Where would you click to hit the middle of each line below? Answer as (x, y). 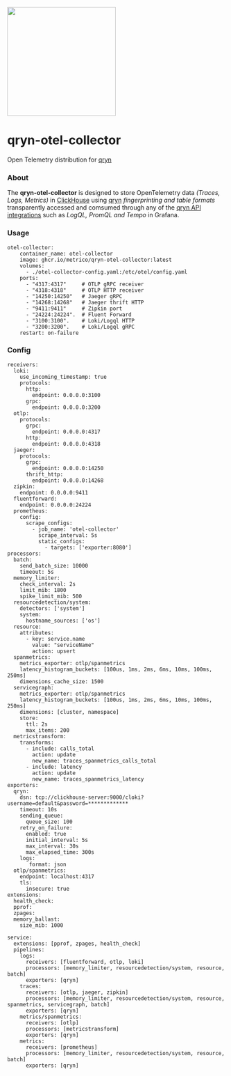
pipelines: (29, 950)
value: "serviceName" (63, 645)
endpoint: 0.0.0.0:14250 (68, 468)
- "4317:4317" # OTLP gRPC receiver (85, 284)
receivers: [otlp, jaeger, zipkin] (77, 992)
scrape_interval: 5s (68, 535)
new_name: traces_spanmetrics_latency (88, 779)
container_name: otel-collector (66, 254)
